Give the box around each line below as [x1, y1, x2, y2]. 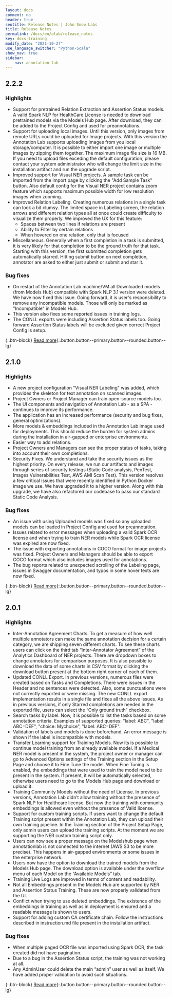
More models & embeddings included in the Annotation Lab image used [12, 422, 164, 429]
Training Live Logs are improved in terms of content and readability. [12, 876, 156, 882]
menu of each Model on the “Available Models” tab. [12, 871, 122, 877]
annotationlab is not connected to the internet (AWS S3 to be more [12, 843, 154, 849]
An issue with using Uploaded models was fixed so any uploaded [12, 519, 151, 525]
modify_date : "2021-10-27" [5, 41, 63, 46]
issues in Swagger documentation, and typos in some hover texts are [12, 567, 160, 574]
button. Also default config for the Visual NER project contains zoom [12, 182, 158, 189]
